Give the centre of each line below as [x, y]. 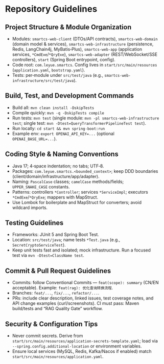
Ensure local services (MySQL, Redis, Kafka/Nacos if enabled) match [82, 351]
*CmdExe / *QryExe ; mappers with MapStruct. [55, 197]
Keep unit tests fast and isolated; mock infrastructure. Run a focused [81, 250]
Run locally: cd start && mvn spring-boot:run [59, 128]
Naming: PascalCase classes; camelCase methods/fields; [68, 182]
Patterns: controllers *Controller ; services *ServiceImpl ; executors [80, 192]
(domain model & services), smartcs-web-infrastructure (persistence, [83, 44]
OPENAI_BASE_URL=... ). [35, 138]
